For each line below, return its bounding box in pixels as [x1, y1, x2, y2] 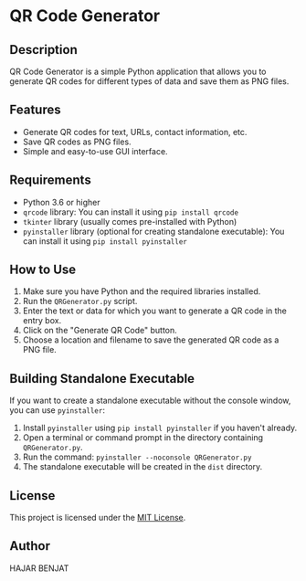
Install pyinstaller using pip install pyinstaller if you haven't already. [22, 422, 298, 434]
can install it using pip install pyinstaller [22, 235, 187, 247]
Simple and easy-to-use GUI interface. [22, 145, 168, 156]
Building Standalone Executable [9, 371, 195, 386]
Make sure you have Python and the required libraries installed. [22, 286, 261, 297]
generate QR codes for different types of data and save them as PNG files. [9, 76, 290, 87]
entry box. [22, 315, 62, 326]
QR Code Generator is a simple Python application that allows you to [9, 66, 267, 77]
